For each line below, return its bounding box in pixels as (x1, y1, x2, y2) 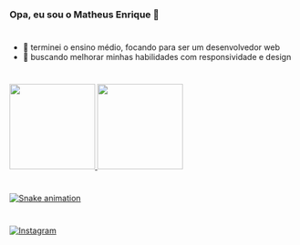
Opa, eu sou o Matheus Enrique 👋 (9, 8, 160, 21)
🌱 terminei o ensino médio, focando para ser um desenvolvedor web (22, 42, 281, 53)
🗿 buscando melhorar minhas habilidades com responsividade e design (22, 52, 292, 63)
